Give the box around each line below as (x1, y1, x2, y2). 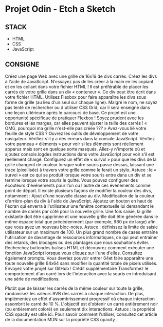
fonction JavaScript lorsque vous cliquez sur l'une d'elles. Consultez (5, 250, 143, 256)
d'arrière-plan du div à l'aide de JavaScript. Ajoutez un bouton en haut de (5, 198, 153, 204)
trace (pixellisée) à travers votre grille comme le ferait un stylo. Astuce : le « (5, 167, 157, 173)
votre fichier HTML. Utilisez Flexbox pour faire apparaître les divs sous (5, 94, 146, 100)
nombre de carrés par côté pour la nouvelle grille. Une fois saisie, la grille (5, 208, 152, 214)
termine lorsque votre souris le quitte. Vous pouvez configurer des (5, 177, 138, 183)
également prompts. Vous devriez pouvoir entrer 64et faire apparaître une (5, 255, 153, 261)
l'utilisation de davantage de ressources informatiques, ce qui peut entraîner (5, 234, 158, 240)
